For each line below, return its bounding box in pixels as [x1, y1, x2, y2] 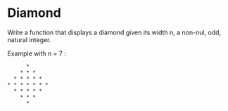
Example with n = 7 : [7, 49, 67, 58]
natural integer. [7, 35, 51, 44]
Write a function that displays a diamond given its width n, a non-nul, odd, [7, 28, 222, 37]
